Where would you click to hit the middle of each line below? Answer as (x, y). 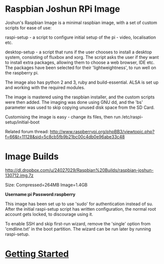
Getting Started (37, 254)
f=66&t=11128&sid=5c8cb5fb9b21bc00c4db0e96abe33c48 (65, 137)
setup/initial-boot (22, 122)
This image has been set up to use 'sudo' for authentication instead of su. (79, 204)
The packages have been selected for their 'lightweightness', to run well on (81, 68)
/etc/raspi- (132, 117)
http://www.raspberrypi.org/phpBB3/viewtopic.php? (102, 131)
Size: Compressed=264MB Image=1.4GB (46, 185)
